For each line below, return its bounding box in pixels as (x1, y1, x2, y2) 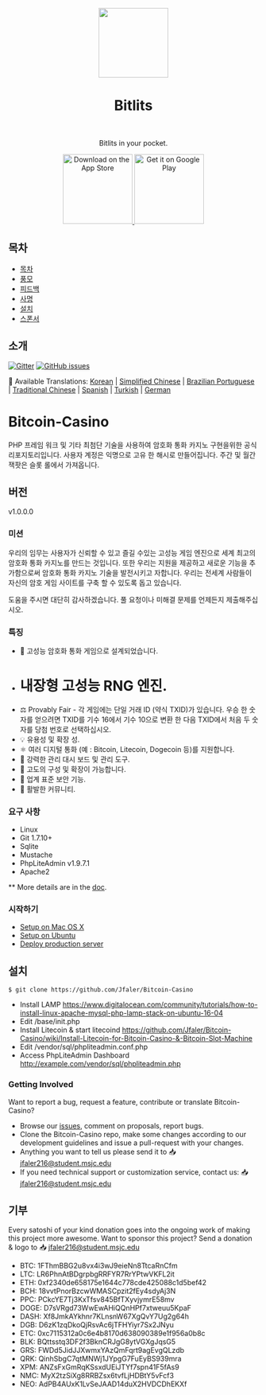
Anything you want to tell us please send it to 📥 (19, 1147, 176, 1156)
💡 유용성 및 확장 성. (19, 735, 80, 744)
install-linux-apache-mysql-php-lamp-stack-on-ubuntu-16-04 (19, 1008, 224, 1018)
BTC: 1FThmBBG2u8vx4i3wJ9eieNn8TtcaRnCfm (19, 1261, 178, 1271)
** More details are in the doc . (8, 883, 107, 892)
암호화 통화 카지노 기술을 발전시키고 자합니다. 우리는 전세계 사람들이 (42, 567, 253, 577)
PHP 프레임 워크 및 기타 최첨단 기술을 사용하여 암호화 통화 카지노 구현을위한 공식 (8, 440, 257, 450)
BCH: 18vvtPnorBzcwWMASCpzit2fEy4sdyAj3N (19, 1286, 176, 1296)
